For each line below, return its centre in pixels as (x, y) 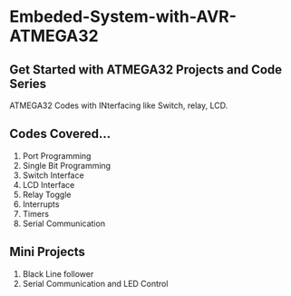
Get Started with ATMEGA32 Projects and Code (146, 69)
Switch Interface (53, 175)
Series (28, 84)
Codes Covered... (60, 134)
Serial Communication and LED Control (95, 283)
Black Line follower (58, 273)
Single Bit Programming (67, 165)
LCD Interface (48, 184)
